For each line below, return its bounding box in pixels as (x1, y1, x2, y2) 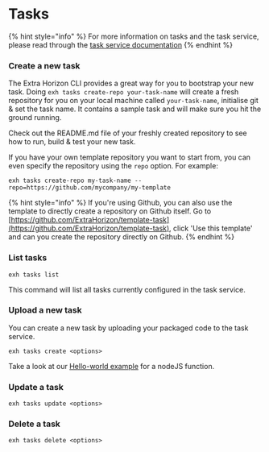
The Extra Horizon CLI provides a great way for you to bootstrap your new (8, 78, 254, 89)
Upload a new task (8, 305, 82, 316)
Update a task (8, 381, 64, 392)
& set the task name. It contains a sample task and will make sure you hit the (8, 104, 262, 114)
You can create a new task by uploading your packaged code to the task (8, 323, 249, 333)
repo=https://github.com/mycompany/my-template (8, 184, 172, 192)
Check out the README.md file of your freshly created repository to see (8, 128, 247, 138)
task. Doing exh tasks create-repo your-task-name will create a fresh (8, 87, 239, 97)
